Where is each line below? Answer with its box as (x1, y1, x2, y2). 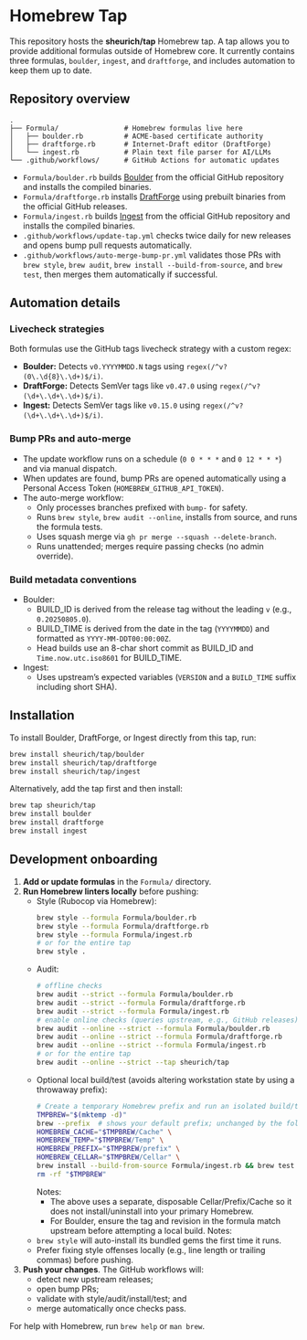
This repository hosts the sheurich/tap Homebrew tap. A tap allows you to (9, 36, 290, 47)
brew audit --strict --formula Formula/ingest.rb (36, 1006, 230, 1016)
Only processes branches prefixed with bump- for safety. (36, 502, 249, 513)
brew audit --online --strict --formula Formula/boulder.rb (36, 1024, 270, 1033)
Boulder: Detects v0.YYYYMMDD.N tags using (22, 361, 185, 372)
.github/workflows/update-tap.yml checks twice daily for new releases (22, 229, 291, 240)
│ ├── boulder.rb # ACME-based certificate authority (9, 132, 263, 141)
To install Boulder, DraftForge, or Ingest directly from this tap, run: (9, 732, 257, 743)
